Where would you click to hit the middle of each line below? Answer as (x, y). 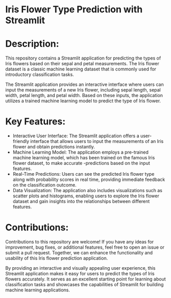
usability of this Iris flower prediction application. (57, 258)
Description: (32, 44)
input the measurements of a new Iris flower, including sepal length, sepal (83, 90)
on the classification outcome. (45, 185)
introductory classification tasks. (40, 74)
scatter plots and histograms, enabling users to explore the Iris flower (86, 196)
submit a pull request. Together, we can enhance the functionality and (79, 253)
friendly (21, 141)
